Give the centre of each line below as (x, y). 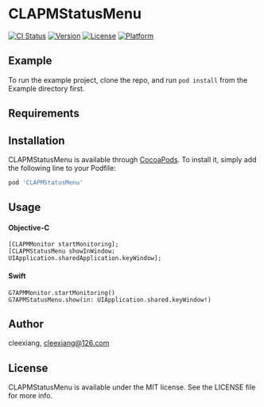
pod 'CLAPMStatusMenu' (46, 182)
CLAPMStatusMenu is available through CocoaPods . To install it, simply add (132, 159)
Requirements (44, 113)
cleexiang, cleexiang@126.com (59, 343)
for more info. (31, 396)
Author (26, 324)
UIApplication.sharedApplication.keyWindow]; (85, 258)
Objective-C (29, 227)
